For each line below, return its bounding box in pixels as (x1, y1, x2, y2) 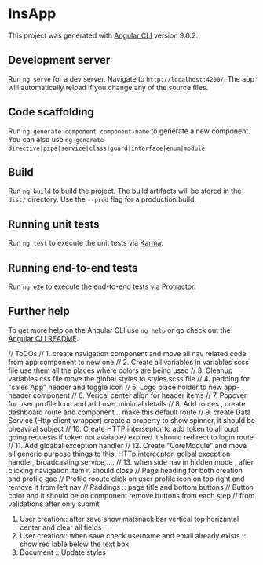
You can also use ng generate (8, 134, 104, 144)
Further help (8, 304, 71, 318)
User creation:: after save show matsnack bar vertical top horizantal (19, 514, 239, 523)
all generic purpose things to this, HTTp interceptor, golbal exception (8, 449, 231, 458)
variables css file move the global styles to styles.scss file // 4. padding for (8, 374, 250, 383)
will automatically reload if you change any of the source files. (8, 82, 209, 92)
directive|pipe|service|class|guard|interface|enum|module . (8, 143, 207, 152)
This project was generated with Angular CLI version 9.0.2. (8, 31, 199, 40)
